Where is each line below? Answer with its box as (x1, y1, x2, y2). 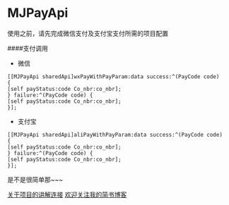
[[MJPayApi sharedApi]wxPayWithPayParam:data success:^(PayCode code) (7, 73, 220, 80)
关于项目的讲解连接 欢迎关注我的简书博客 (7, 190, 127, 199)
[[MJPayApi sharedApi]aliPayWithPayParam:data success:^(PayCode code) (7, 131, 223, 138)
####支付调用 (7, 44, 48, 52)
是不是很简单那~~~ (7, 175, 64, 184)
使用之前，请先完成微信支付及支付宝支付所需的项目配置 (7, 29, 168, 37)
